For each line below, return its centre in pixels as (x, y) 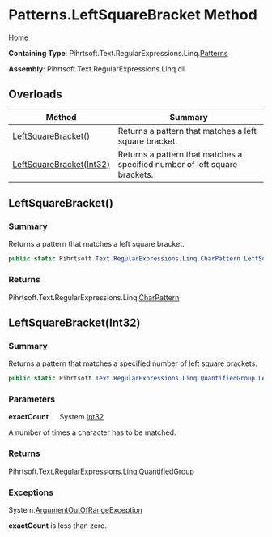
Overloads (35, 95)
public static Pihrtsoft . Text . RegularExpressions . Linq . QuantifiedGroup (132, 379)
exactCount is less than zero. (58, 526)
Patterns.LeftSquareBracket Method (133, 15)
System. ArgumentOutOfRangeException (76, 510)
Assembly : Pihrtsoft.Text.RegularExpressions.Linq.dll (97, 69)
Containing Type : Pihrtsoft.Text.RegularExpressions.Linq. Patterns (118, 53)
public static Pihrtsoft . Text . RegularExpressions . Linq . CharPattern (125, 259)
